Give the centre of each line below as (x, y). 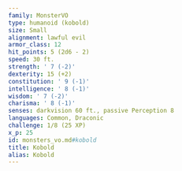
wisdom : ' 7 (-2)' (38, 96)
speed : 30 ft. (32, 60)
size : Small (28, 30)
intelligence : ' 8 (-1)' (49, 89)
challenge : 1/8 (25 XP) (47, 125)
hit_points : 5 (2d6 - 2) (49, 52)
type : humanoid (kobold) (49, 23)
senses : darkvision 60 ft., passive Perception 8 (91, 111)
